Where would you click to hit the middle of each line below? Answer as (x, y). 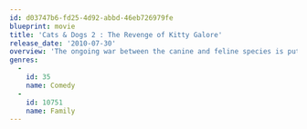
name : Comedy (51, 85)
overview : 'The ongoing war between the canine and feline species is (147, 52)
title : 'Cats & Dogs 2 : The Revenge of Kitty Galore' (116, 35)
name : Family (51, 111)
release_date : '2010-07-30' (63, 43)
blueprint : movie (42, 26)
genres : (24, 60)
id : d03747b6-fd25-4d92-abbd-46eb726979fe (91, 18)
